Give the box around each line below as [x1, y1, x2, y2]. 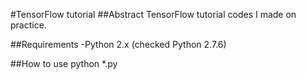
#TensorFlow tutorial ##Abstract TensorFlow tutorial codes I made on [10, 9, 297, 20]
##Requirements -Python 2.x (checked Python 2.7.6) [10, 39, 227, 50]
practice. [10, 19, 47, 31]
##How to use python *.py [10, 58, 118, 69]
